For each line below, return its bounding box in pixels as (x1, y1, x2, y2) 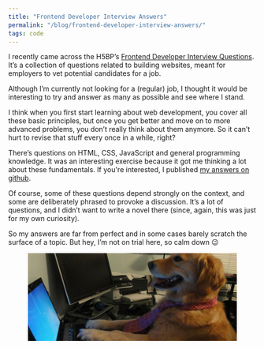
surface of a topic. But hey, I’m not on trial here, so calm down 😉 (8, 238, 219, 247)
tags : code (8, 29, 44, 37)
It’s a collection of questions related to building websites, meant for (8, 60, 226, 70)
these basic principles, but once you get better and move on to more (8, 116, 231, 126)
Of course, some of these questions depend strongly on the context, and (8, 189, 245, 198)
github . (8, 174, 32, 183)
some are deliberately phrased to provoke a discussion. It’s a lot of (8, 197, 224, 207)
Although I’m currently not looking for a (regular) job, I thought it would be (8, 84, 248, 94)
